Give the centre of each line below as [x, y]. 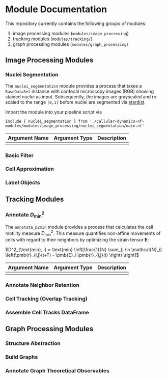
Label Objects [23, 183]
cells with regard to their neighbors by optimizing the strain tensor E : [77, 240]
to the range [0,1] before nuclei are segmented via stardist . [83, 102]
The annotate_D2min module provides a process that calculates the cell [79, 227]
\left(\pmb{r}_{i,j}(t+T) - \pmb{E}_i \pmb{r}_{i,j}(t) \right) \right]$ [72, 255]
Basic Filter [20, 155]
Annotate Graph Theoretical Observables [57, 371]
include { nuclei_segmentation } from [46, 121]
